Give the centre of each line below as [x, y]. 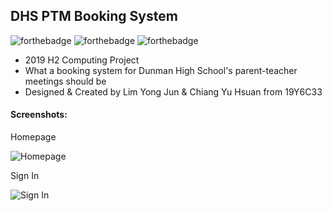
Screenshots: [39, 115]
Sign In [25, 176]
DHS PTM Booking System [94, 16]
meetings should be [65, 81]
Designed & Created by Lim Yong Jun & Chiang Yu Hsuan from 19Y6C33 [173, 91]
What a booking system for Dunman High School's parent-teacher [161, 70]
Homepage [33, 137]
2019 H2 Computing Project [82, 60]
